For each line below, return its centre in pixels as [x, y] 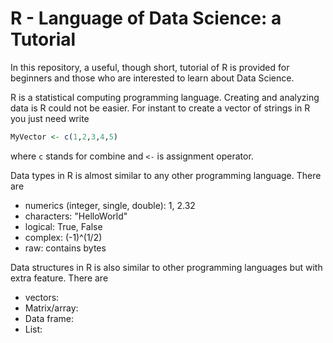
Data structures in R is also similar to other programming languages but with [166, 267]
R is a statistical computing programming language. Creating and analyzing [165, 97]
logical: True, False [63, 226]
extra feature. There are [59, 278]
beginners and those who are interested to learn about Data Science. [152, 78]
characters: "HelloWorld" [76, 216]
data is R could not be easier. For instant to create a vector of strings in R [160, 108]
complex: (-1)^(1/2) [63, 237]
